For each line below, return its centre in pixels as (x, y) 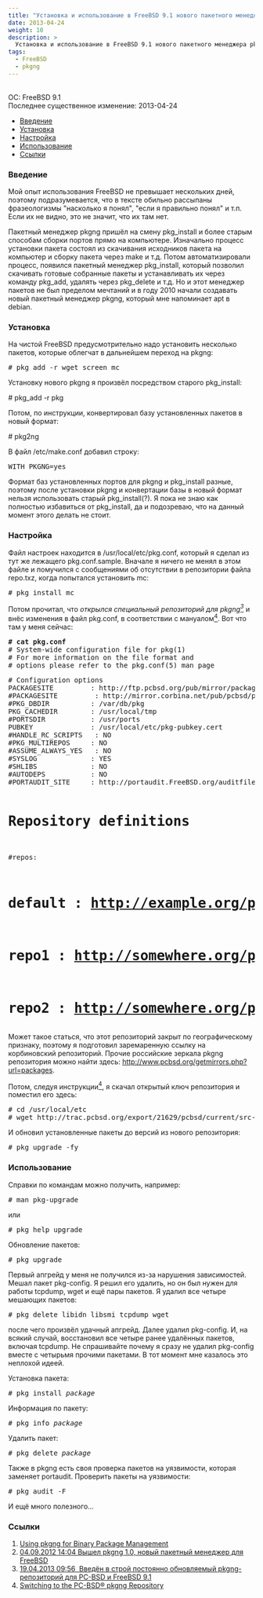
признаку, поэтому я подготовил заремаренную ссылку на (107, 1044)
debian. (20, 307)
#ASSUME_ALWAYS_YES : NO (60, 750)
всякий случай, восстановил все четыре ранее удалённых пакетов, (121, 1338)
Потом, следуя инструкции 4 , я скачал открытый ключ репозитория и (124, 1086)
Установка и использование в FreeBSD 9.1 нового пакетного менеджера (131, 45)
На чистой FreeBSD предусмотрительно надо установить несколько (122, 344)
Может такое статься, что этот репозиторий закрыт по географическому (130, 1037)
